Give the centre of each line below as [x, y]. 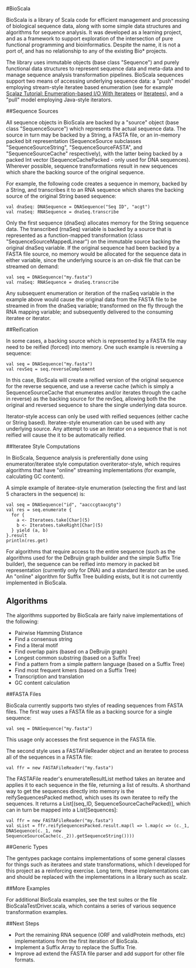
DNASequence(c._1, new [34, 831]
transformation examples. [37, 912]
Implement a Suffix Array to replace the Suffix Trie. [76, 947]
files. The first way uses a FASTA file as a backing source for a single [89, 711]
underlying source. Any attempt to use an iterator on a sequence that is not [97, 429]
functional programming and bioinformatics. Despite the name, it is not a [93, 45]
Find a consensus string [44, 639]
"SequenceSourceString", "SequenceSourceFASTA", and [74, 147]
